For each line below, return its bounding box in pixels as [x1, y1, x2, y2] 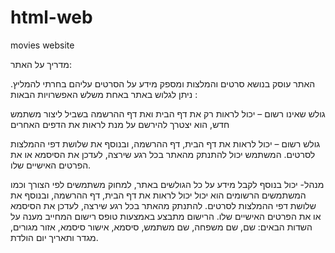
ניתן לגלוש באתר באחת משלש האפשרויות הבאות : [10, 88, 198, 100]
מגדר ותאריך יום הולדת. [10, 231, 99, 243]
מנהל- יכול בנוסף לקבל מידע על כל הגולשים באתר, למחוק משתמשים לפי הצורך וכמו [10, 178, 325, 190]
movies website [10, 39, 75, 51]
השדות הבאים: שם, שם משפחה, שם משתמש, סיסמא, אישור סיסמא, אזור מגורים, [10, 221, 313, 233]
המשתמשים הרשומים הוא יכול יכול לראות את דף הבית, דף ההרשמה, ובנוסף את [10, 189, 307, 201]
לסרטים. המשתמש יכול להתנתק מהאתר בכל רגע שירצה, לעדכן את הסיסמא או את [10, 148, 316, 160]
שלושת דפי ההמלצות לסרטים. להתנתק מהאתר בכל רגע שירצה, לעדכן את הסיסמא [10, 199, 317, 211]
